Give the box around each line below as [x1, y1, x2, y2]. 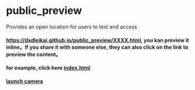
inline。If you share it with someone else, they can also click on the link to [6, 44, 189, 51]
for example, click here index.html [6, 64, 90, 71]
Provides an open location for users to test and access [6, 23, 137, 30]
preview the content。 [6, 51, 61, 57]
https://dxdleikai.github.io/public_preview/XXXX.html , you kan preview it [6, 37, 189, 44]
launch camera [6, 77, 43, 85]
